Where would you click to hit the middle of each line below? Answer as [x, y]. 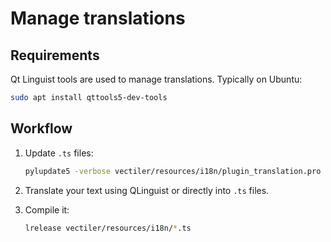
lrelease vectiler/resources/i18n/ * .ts [108, 228]
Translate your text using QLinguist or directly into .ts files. [147, 190]
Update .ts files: [59, 153]
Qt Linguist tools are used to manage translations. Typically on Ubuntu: [156, 79]
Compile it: [47, 209]
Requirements [55, 55]
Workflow [41, 128]
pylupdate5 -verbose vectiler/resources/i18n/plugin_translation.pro [173, 171]
